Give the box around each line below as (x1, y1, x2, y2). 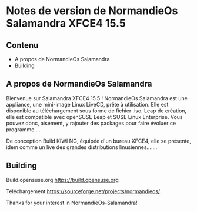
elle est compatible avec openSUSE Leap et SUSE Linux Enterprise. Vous (6, 113, 183, 120)
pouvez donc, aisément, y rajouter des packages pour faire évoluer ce (6, 120, 176, 127)
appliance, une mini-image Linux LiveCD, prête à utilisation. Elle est (6, 101, 169, 108)
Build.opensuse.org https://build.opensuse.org (6, 176, 119, 183)
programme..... (6, 125, 42, 133)
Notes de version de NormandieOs (6, 4, 178, 18)
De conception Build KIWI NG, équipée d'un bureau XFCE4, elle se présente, (6, 137, 192, 144)
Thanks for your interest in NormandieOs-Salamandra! (6, 199, 138, 206)
